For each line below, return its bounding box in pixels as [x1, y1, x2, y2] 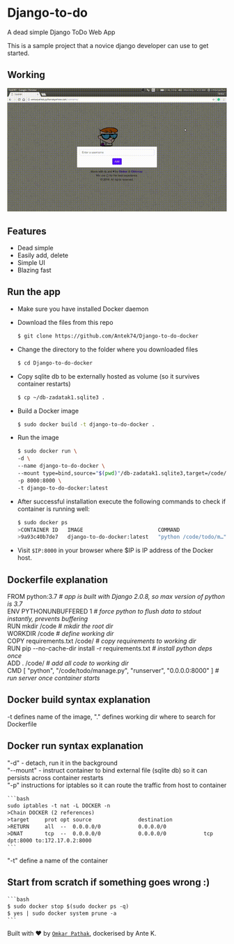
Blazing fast [17, 266, 52, 275]
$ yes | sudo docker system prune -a [7, 910, 117, 917]
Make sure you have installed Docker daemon [17, 305, 149, 313]
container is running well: [17, 504, 91, 513]
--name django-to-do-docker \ [17, 462, 106, 470]
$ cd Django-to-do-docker [17, 359, 93, 367]
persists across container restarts [7, 773, 104, 782]
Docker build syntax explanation [7, 694, 151, 706]
